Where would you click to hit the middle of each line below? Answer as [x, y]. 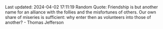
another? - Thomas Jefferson [35, 22]
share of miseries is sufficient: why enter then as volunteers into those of [78, 17]
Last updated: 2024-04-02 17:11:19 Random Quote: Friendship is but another [81, 7]
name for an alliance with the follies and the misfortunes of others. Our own [81, 12]
